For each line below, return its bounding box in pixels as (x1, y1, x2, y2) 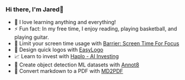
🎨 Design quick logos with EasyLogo (14, 46, 104, 54)
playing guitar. (14, 34, 49, 41)
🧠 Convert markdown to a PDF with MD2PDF (14, 68, 123, 75)
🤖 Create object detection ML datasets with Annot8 (14, 61, 140, 68)
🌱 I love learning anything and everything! (14, 19, 116, 26)
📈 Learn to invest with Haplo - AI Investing (14, 53, 119, 60)
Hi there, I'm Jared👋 (5, 5, 64, 14)
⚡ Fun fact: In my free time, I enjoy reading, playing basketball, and (14, 25, 177, 32)
